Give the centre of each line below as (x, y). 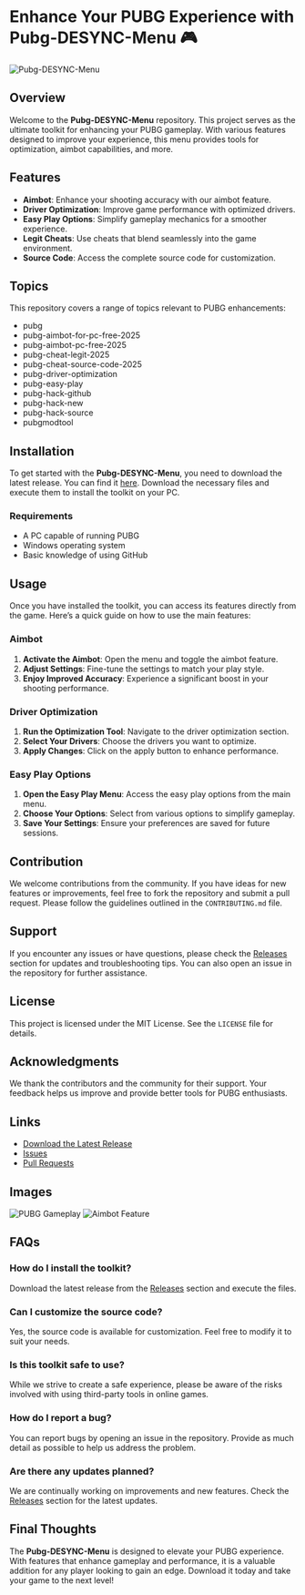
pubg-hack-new (53, 404)
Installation (42, 451)
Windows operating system (74, 546)
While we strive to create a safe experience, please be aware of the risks (146, 1385)
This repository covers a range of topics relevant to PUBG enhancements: (148, 308)
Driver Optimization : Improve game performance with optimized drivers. (159, 209)
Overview (38, 98)
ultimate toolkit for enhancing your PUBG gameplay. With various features (148, 129)
